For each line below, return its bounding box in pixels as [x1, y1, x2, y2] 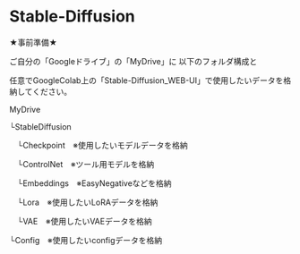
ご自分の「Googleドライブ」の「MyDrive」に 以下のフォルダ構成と [9, 55, 258, 66]
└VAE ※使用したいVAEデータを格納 [16, 216, 152, 226]
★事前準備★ [9, 37, 58, 47]
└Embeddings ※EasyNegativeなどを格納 [16, 177, 172, 189]
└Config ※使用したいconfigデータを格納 [9, 234, 163, 245]
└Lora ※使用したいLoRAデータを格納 [16, 197, 159, 207]
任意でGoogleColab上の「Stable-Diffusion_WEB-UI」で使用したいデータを [9, 74, 284, 86]
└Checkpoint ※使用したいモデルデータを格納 [16, 140, 188, 150]
